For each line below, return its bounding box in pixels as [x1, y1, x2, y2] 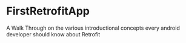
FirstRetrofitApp [6, 4, 90, 18]
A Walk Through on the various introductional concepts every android [6, 24, 180, 31]
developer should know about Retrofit [6, 30, 101, 38]
